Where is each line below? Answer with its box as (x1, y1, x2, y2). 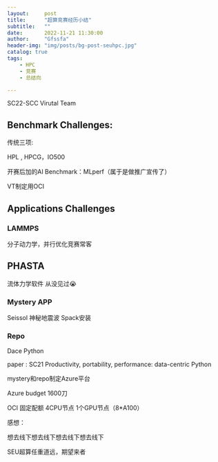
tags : (7, 55, 23, 62)
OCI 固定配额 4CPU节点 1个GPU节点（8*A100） (7, 404, 143, 412)
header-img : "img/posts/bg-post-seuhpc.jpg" (7, 42, 137, 49)
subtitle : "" (7, 23, 51, 30)
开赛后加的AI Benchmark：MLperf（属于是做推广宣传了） (7, 168, 171, 176)
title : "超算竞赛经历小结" (7, 17, 92, 23)
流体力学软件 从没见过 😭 (7, 279, 77, 288)
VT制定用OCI (7, 182, 45, 190)
